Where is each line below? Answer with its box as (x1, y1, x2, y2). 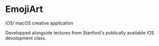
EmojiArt (5, 3, 43, 15)
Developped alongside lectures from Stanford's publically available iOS (5, 29, 154, 35)
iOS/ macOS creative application (5, 20, 74, 26)
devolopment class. (5, 35, 47, 41)
